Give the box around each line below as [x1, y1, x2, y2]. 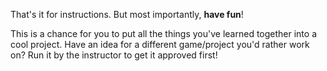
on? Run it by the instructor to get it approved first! [10, 49, 218, 61]
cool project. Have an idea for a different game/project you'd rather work [10, 39, 310, 50]
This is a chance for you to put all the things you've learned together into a [10, 28, 318, 39]
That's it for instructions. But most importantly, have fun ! [10, 9, 244, 20]
